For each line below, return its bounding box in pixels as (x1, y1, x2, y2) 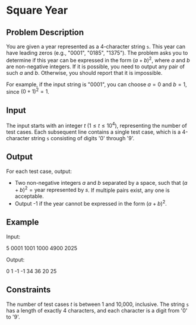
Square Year (6, 4, 68, 17)
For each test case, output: (6, 168, 72, 175)
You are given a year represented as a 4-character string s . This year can (6, 43, 186, 50)
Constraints (6, 285, 51, 295)
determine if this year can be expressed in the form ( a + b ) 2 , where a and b (6, 56, 190, 64)
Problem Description (6, 27, 84, 37)
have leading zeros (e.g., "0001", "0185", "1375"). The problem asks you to (6, 49, 188, 56)
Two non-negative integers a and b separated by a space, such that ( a (14, 179, 188, 186)
